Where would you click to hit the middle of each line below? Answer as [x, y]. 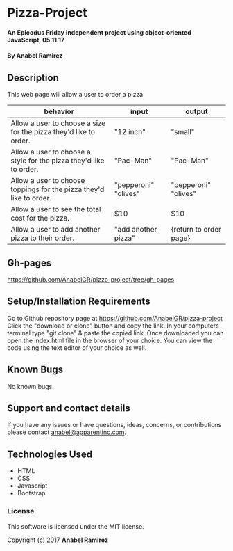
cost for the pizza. [40, 218]
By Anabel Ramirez [35, 56]
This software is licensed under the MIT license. [76, 526]
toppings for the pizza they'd [58, 189]
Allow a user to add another [55, 230]
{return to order [196, 230]
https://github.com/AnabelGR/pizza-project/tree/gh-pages [91, 279]
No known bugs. [31, 386]
